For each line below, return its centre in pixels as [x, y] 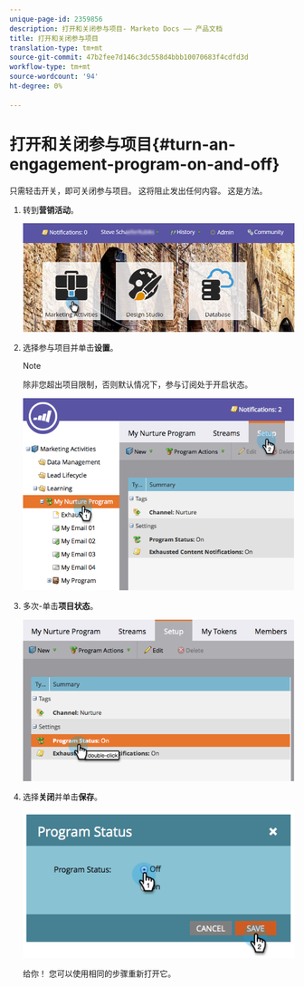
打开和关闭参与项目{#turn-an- [123, 144]
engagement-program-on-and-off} [145, 164]
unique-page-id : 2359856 [56, 19]
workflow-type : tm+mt [50, 67]
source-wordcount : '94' [54, 77]
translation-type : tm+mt [56, 48]
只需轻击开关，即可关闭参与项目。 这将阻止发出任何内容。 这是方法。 [138, 190]
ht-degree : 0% [36, 86]
